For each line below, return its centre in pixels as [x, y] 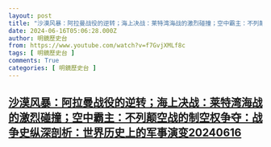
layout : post [30, 16]
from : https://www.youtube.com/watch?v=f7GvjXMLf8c [97, 46]
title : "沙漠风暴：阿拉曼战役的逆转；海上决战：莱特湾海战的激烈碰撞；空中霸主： [128, 23]
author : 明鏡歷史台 [38, 38]
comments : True [34, 61]
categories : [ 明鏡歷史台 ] [52, 68]
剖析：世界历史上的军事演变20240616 [146, 133]
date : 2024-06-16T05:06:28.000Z [63, 31]
